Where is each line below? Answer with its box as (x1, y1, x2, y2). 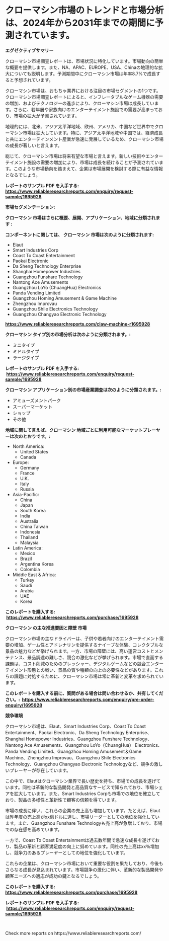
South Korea (20, 507, 46, 513)
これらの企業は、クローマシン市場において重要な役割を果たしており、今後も (5, 860, 163, 866)
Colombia (20, 566, 40, 572)
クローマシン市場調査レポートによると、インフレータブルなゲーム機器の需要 (5, 94, 163, 100)
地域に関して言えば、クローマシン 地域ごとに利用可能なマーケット (5, 427, 143, 433)
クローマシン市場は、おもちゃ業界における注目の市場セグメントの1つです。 (5, 88, 161, 94)
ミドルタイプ (12, 348, 39, 354)
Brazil (20, 556, 32, 562)
